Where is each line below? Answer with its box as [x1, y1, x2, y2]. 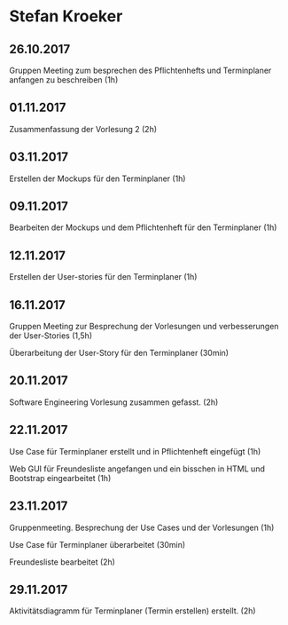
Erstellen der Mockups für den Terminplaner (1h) [9, 173, 186, 184]
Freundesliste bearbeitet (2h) [9, 557, 115, 567]
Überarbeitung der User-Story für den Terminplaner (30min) [9, 348, 229, 359]
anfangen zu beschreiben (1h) [9, 75, 119, 85]
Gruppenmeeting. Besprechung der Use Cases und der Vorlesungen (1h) [9, 522, 275, 533]
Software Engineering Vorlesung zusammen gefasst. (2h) [9, 397, 219, 407]
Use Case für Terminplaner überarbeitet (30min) [9, 539, 186, 550]
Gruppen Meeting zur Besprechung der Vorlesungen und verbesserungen [9, 321, 279, 332]
